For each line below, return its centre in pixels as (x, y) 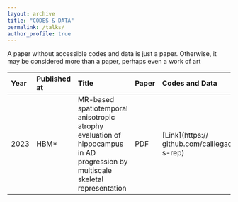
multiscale (95, 171)
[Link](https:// (185, 135)
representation (102, 189)
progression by (103, 162)
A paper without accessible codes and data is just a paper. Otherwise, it (112, 54)
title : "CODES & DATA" (41, 21)
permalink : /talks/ (36, 27)
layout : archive (31, 14)
